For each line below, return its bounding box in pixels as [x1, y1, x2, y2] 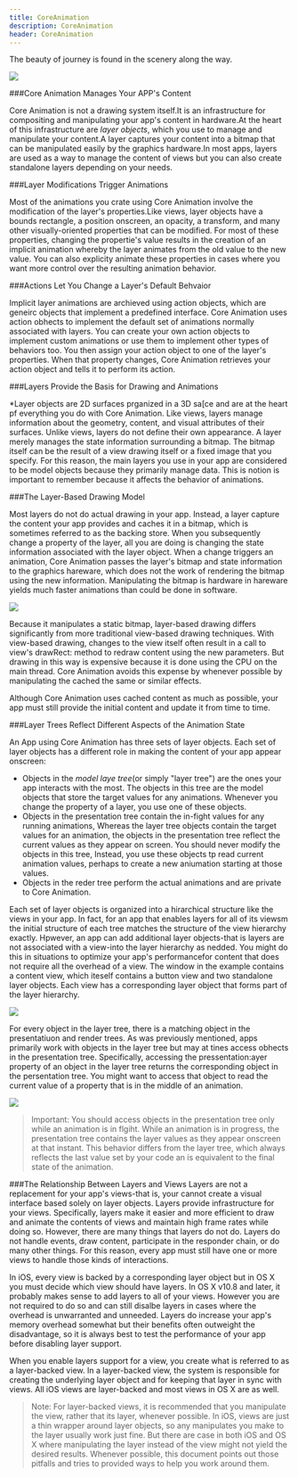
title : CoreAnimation [9, 12, 90, 22]
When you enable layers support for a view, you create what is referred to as [9, 1356, 290, 1366]
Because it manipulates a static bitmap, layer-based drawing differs [9, 619, 256, 630]
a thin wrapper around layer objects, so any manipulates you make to [30, 1420, 285, 1432]
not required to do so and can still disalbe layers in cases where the [9, 1300, 256, 1311]
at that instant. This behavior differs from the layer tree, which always [30, 1143, 286, 1153]
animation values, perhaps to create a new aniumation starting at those [21, 858, 283, 870]
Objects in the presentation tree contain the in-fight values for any [21, 811, 265, 821]
